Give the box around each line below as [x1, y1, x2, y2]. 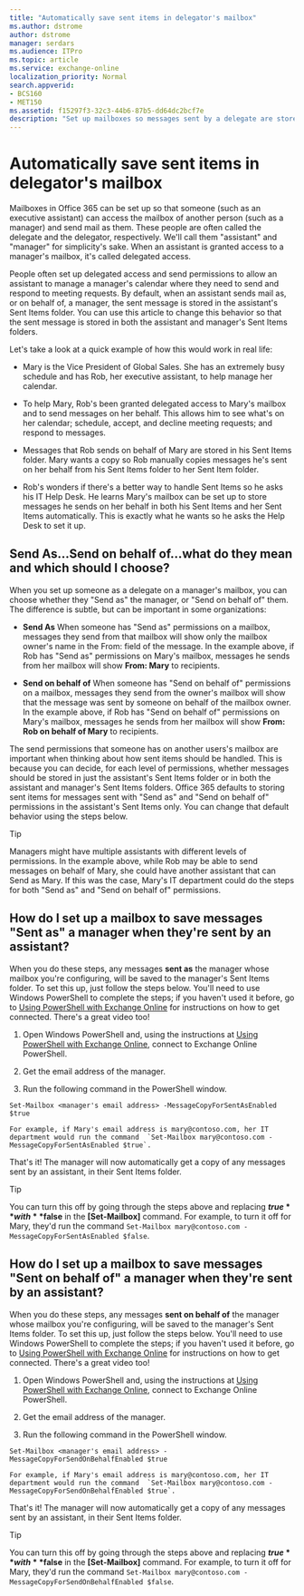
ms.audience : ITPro [9, 47, 83, 56]
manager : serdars [9, 38, 75, 48]
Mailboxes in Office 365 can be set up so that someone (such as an [9, 203, 261, 214]
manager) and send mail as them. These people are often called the [9, 222, 262, 233]
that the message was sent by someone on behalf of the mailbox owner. [22, 696, 291, 707]
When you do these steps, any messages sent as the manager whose [9, 963, 270, 974]
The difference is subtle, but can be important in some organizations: [9, 604, 267, 615]
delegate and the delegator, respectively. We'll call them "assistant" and [9, 232, 278, 243]
